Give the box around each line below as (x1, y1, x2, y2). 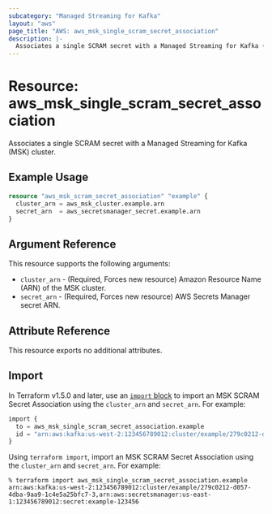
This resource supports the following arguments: (8, 259, 171, 269)
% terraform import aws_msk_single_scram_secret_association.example (8, 477, 249, 485)
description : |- (8, 34, 63, 43)
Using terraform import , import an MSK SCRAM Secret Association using (8, 452, 254, 462)
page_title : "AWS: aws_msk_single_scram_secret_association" (8, 27, 219, 35)
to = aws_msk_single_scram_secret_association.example (15, 422, 205, 430)
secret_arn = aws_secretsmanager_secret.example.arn (15, 207, 201, 215)
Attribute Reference (8, 324, 111, 338)
